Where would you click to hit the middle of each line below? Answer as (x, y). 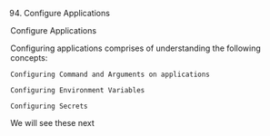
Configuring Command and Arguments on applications (110, 74)
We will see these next (52, 123)
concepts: (29, 58)
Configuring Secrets (50, 106)
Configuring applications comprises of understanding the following (136, 48)
